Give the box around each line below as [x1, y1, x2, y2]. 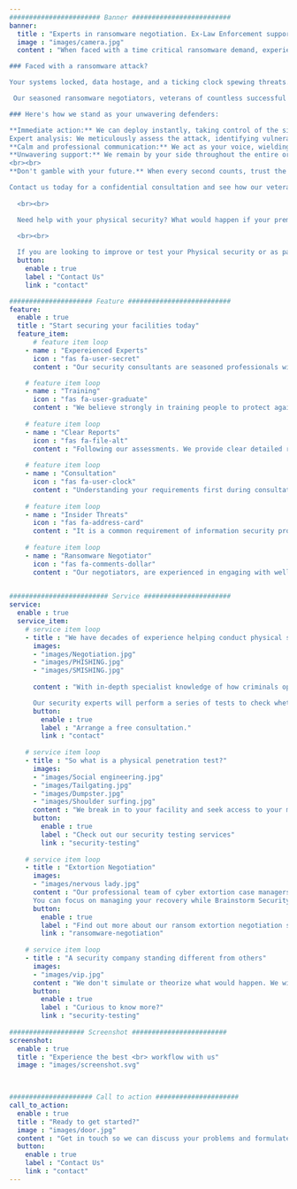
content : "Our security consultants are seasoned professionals [32, 362, 278, 372]
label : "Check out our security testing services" [41, 830, 236, 839]
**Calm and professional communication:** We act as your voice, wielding [9, 143, 291, 151]
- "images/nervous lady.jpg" [32, 880, 141, 889]
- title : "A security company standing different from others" [25, 954, 267, 962]
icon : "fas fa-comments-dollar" [32, 560, 156, 568]
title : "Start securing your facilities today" [17, 321, 200, 330]
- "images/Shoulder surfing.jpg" [32, 798, 156, 807]
